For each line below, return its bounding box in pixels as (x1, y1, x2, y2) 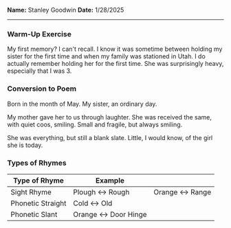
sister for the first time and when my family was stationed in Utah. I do (7, 52, 206, 60)
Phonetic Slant (10, 209, 58, 219)
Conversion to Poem (7, 84, 77, 93)
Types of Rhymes (7, 158, 67, 168)
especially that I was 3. (7, 67, 72, 75)
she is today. (7, 141, 43, 149)
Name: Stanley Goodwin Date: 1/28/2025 (7, 6, 124, 14)
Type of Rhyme (12, 175, 64, 185)
